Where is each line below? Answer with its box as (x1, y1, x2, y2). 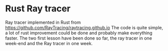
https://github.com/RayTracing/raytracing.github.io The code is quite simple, (5, 24, 163, 30)
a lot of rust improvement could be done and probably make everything (5, 30, 152, 36)
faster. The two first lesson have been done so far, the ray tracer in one (5, 35, 152, 41)
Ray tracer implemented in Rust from (5, 19, 81, 25)
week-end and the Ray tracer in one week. (5, 40, 93, 46)
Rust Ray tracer (5, 3, 71, 14)
